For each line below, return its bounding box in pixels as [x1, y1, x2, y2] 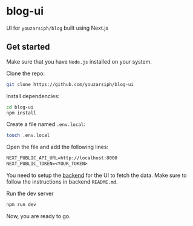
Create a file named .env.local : [6, 121, 86, 128]
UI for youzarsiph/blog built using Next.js [6, 24, 109, 32]
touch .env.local [6, 132, 50, 139]
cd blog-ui [6, 104, 34, 110]
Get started [6, 42, 50, 52]
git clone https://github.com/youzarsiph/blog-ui [6, 81, 134, 87]
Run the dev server [6, 190, 54, 197]
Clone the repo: [6, 70, 45, 77]
